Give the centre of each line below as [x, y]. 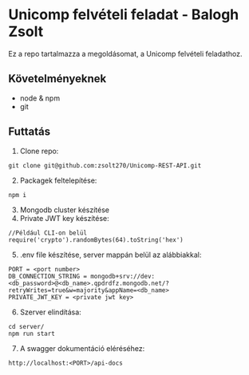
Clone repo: [39, 151]
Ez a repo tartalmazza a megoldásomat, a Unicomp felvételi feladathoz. [125, 53]
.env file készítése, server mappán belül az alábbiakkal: [111, 255]
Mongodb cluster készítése [65, 210]
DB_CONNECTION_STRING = [48, 276]
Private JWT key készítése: [64, 218]
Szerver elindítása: [50, 312]
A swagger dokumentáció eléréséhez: [82, 348]
